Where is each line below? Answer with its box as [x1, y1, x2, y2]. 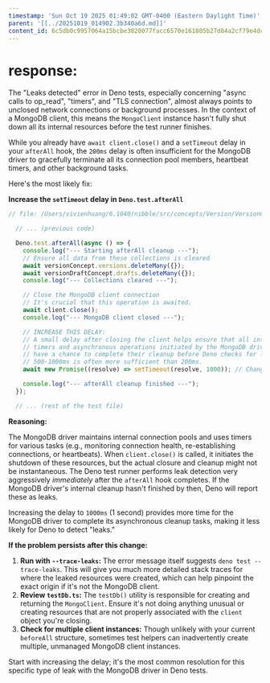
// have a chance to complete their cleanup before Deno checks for [22, 351, 257, 359]
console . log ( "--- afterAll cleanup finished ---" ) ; [22, 380, 199, 389]
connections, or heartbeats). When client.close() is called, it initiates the [8, 449, 254, 459]
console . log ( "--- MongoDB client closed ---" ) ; [22, 313, 185, 322]
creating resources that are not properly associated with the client [19, 607, 243, 616]
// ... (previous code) [15, 224, 95, 233]
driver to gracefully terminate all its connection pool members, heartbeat [8, 154, 249, 165]
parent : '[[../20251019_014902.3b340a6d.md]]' [8, 19, 167, 27]
